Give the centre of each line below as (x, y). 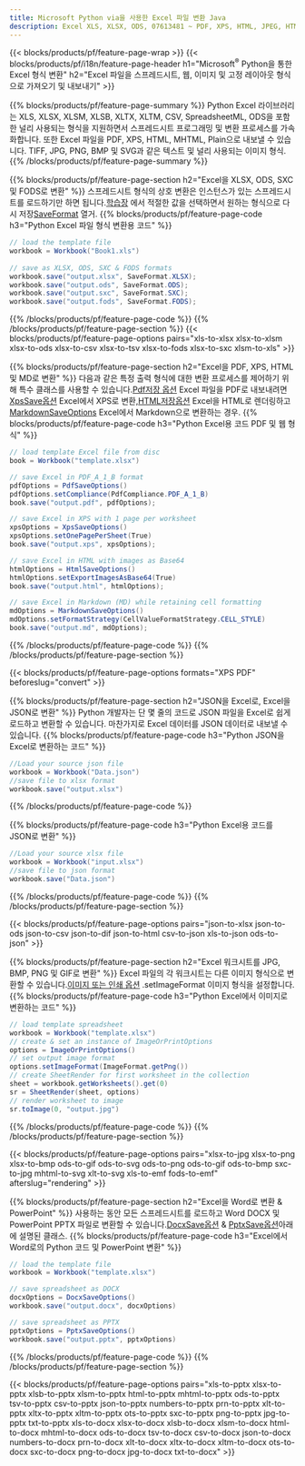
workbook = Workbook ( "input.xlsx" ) (77, 862)
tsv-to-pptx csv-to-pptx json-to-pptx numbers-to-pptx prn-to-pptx (135, 1403)
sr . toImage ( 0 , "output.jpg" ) (64, 1109)
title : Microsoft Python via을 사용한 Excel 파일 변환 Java (118, 18)
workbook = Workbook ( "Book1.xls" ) (75, 251)
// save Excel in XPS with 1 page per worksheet (103, 519)
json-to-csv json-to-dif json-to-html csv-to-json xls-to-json (137, 933)
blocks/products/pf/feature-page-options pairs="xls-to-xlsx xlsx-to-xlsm (146, 338)
